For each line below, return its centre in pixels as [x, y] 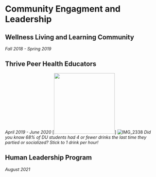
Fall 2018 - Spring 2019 [28, 49]
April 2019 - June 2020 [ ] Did [78, 132]
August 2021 [18, 169]
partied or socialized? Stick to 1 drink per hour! [52, 142]
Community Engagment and [63, 9]
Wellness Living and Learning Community [70, 37]
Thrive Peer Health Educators [51, 64]
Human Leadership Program [49, 158]
